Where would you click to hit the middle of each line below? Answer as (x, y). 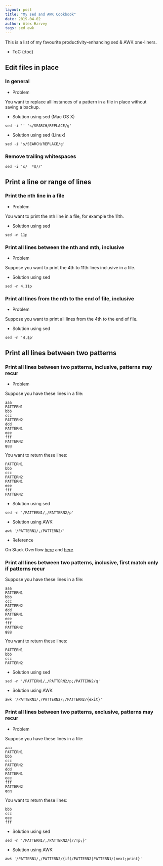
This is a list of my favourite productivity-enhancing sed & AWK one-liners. (81, 42)
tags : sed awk (20, 28)
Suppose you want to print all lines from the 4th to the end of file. (71, 319)
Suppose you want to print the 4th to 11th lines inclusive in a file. (70, 268)
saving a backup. (23, 107)
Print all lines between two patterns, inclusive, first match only (82, 562)
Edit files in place (32, 67)
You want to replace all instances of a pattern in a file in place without (76, 101)
